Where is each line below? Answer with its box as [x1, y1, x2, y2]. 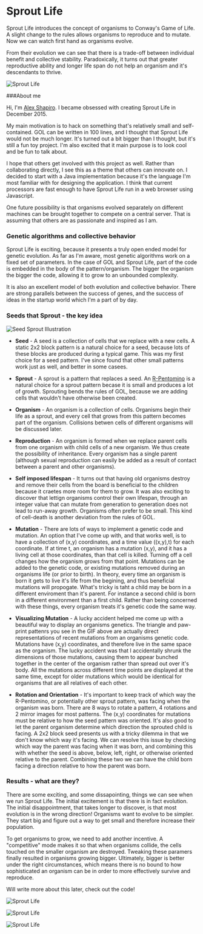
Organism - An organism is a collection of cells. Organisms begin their [15, 406, 191, 413]
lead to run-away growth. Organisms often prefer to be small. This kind [15, 507, 193, 514]
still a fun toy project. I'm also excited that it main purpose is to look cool [6, 141, 187, 148]
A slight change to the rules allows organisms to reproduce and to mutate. [6, 30, 191, 38]
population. [6, 823, 35, 831]
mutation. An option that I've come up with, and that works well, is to [15, 531, 187, 539]
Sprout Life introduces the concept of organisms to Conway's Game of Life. [6, 24, 195, 32]
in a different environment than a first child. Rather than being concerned [15, 596, 198, 603]
